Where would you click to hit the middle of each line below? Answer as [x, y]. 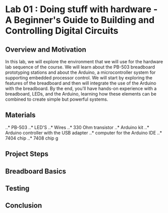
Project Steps [27, 154]
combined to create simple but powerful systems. [57, 99]
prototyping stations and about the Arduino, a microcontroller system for [80, 72]
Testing [17, 188]
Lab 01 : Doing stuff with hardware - [81, 9]
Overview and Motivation [46, 49]
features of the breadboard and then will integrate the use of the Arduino [81, 83]
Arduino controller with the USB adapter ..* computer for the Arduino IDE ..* [84, 133]
